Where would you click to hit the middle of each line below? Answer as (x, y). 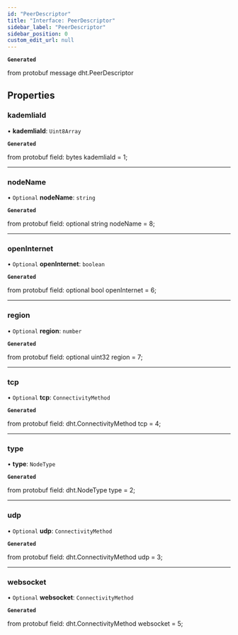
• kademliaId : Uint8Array (44, 131)
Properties (31, 95)
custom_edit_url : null (41, 40)
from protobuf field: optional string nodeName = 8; (81, 223)
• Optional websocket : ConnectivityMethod (70, 597)
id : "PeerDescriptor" (39, 14)
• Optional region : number (45, 331)
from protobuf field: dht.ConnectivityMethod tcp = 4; (84, 424)
